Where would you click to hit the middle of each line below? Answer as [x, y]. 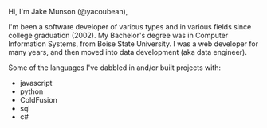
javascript [36, 83]
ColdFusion [38, 100]
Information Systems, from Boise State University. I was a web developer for [133, 44]
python [31, 91]
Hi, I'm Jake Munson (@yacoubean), [68, 12]
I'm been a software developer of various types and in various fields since [130, 27]
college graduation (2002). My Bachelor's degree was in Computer [118, 35]
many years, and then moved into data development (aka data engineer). [128, 52]
